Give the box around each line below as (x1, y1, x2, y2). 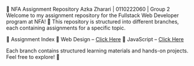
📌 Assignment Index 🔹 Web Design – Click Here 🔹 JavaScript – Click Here (6, 36, 184, 42)
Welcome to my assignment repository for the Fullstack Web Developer (6, 12, 179, 19)
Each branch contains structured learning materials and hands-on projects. (6, 47, 189, 54)
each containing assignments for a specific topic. (6, 24, 126, 31)
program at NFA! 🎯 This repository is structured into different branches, (6, 18, 179, 25)
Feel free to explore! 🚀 (6, 54, 60, 60)
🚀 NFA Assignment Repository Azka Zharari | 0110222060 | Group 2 (6, 6, 170, 12)
